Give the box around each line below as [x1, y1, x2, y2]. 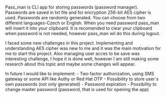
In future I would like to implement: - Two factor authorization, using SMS [5, 71, 155, 76]
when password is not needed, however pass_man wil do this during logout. [5, 31, 161, 36]
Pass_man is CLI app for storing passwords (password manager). [5, 4, 139, 10]
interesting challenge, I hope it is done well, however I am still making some [5, 56, 159, 61]
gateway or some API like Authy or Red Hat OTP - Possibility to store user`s [5, 76, 159, 82]
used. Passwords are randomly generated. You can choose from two [5, 15, 145, 20]
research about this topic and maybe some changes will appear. [5, 61, 136, 67]
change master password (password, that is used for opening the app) [5, 87, 149, 92]
